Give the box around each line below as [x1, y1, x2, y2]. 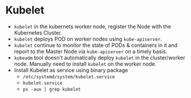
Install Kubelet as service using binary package [13, 66, 128, 73]
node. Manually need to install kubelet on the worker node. [13, 60, 156, 67]
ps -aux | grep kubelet [22, 86, 81, 92]
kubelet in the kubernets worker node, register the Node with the [13, 23, 171, 30]
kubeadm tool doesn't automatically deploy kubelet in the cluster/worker [13, 54, 186, 61]
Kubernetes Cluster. [13, 29, 62, 36]
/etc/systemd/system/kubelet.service [22, 74, 115, 80]
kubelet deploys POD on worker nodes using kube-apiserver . [13, 35, 162, 42]
